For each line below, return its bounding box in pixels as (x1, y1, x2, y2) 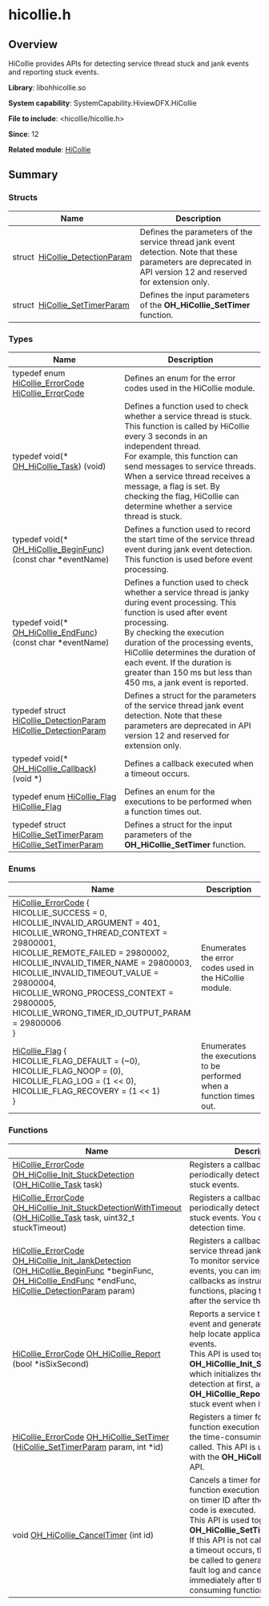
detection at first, (189, 1378, 254, 1389)
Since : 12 (8, 130, 39, 139)
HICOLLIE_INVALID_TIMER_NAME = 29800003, (12, 957, 192, 968)
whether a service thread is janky (123, 586, 250, 598)
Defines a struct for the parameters (123, 690, 257, 701)
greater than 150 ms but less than (123, 666, 252, 678)
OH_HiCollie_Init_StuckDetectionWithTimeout (12, 1201, 182, 1213)
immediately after (189, 1574, 255, 1585)
